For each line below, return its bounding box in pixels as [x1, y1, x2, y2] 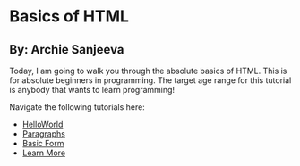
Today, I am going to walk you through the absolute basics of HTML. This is [9, 65, 287, 76]
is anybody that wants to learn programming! [9, 85, 176, 95]
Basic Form [21, 138, 64, 148]
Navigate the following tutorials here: [9, 102, 145, 112]
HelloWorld [21, 119, 64, 129]
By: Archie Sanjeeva [9, 42, 124, 57]
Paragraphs [21, 129, 65, 139]
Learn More [21, 147, 65, 158]
